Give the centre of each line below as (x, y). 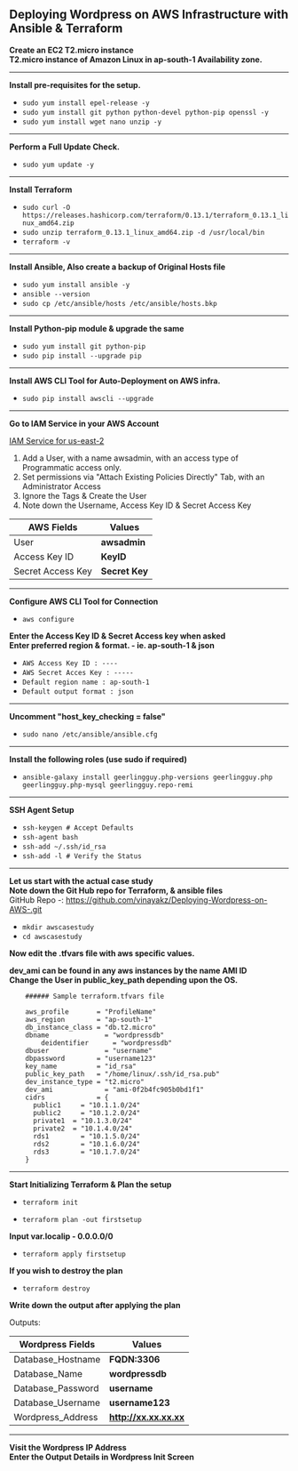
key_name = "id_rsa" (81, 1066)
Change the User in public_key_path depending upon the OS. (124, 980)
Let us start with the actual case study (81, 880)
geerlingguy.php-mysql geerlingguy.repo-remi (107, 785)
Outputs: (25, 1322)
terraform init (50, 1202)
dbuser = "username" (89, 1050)
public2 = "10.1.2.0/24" (86, 1113)
